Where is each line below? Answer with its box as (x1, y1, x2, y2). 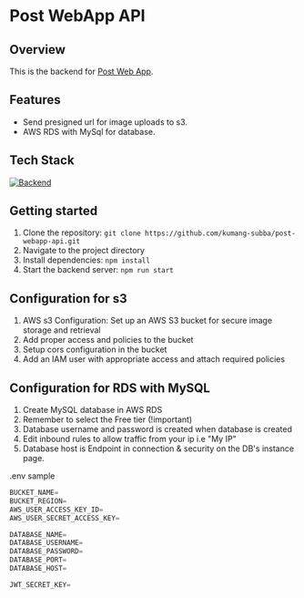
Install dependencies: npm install (22, 254, 150, 265)
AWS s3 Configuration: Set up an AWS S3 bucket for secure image (22, 315, 273, 326)
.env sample (9, 470, 56, 481)
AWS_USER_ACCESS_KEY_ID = (9, 505, 104, 514)
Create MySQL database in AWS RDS (22, 405, 163, 416)
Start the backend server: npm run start (22, 264, 175, 275)
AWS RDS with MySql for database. (22, 126, 156, 137)
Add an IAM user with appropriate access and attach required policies (22, 354, 285, 365)
